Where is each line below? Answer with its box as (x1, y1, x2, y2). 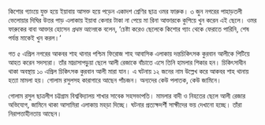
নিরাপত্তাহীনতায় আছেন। (8, 109, 62, 118)
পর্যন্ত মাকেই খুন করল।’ (8, 33, 62, 42)
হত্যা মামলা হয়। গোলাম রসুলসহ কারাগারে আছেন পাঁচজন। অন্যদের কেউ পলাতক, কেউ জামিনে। (8, 75, 222, 85)
